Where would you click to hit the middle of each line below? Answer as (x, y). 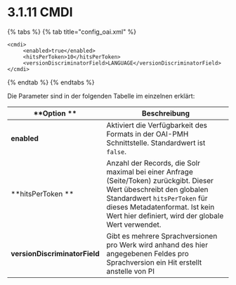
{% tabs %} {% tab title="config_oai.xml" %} (72, 32)
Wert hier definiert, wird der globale (165, 215)
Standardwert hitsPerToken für (157, 198)
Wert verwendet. (134, 224)
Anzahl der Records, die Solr (153, 163)
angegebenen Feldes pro (148, 253)
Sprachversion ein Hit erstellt (154, 262)
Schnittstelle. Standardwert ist (156, 143)
